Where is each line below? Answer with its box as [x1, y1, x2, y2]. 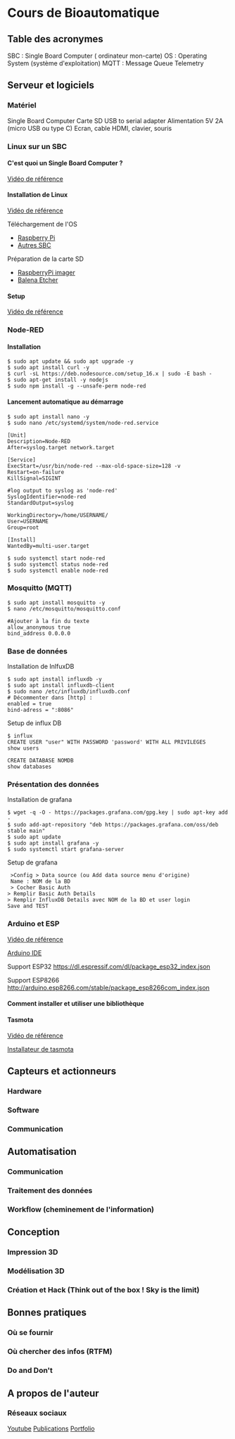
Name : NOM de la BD [10, 878, 71, 885]
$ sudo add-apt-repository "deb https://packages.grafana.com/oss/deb [7, 821, 219, 829]
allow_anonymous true [7, 624, 71, 631]
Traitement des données [7, 1185, 93, 1195]
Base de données [7, 646, 68, 655]
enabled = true [7, 701, 52, 708]
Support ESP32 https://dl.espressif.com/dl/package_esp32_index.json [7, 962, 211, 971]
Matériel [7, 101, 37, 110]
